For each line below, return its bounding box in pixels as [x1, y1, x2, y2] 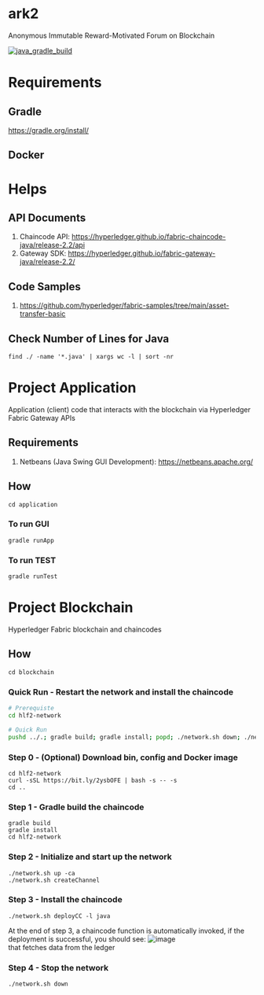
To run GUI [8, 518, 49, 529]
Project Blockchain [8, 599, 134, 617]
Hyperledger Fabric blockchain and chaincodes [8, 625, 163, 634]
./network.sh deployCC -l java [8, 912, 111, 920]
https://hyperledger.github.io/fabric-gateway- [68, 249, 216, 258]
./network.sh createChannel [8, 876, 101, 884]
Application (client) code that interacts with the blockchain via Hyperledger [8, 404, 251, 414]
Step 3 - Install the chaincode [8, 894, 123, 905]
